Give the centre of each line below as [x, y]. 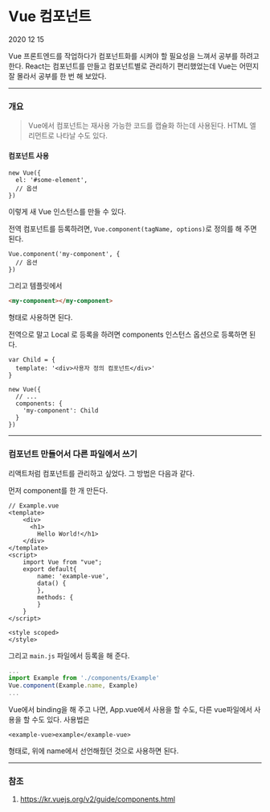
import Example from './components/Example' [84, 678]
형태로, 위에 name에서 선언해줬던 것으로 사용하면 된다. [94, 751]
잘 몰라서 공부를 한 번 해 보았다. [57, 76]
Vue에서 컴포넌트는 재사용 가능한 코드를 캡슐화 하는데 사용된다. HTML [138, 126]
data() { [52, 583]
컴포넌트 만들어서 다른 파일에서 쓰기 [73, 454]
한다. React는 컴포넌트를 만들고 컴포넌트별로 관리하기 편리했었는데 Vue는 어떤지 [134, 66]
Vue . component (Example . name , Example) [73, 686]
